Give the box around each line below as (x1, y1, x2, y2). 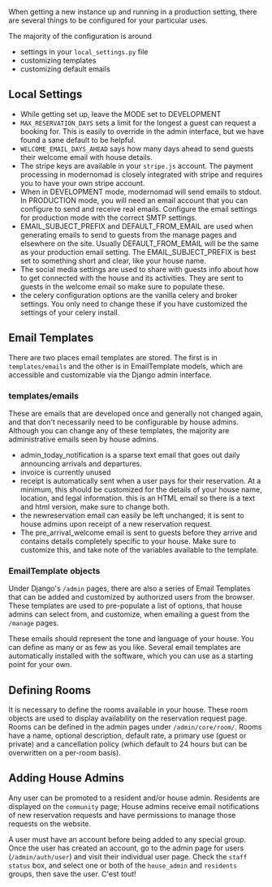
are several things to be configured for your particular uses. (8, 15, 209, 25)
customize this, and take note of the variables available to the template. (19, 545, 259, 554)
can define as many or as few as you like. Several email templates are (8, 643, 241, 652)
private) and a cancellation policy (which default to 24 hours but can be (8, 739, 248, 749)
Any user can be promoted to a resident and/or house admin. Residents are (8, 793, 261, 803)
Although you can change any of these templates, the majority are (8, 425, 230, 435)
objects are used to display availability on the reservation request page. (8, 713, 248, 723)
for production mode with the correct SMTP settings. (19, 213, 197, 222)
